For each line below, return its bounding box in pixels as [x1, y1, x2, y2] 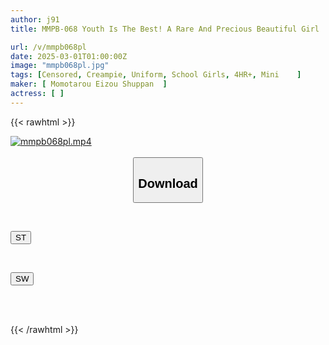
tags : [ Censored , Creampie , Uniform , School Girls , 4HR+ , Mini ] [10, 70, 302, 80]
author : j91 [10, 14, 60, 25]
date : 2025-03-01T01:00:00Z [10, 51, 128, 61]
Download [138, 176, 198, 191]
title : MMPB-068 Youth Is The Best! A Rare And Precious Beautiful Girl [10, 24, 320, 34]
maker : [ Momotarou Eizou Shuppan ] [10, 79, 168, 90]
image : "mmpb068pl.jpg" [10, 61, 110, 71]
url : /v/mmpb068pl [10, 42, 87, 52]
